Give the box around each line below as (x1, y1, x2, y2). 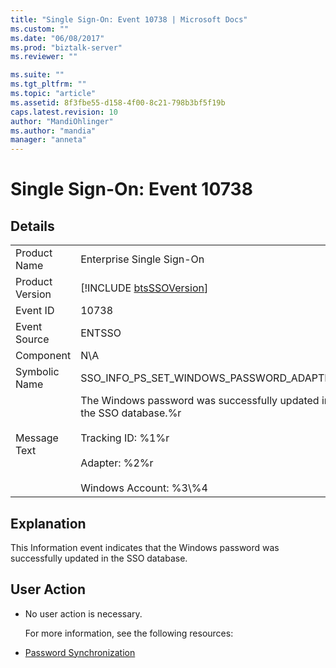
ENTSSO (80, 326, 122, 340)
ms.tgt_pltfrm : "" (10, 79, 87, 90)
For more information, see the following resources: (24, 627, 234, 639)
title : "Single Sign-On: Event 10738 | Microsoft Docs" (10, 14, 248, 25)
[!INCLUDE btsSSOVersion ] (80, 281, 209, 295)
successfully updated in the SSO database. (10, 552, 188, 564)
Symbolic (15, 365, 60, 379)
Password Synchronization (24, 646, 136, 658)
